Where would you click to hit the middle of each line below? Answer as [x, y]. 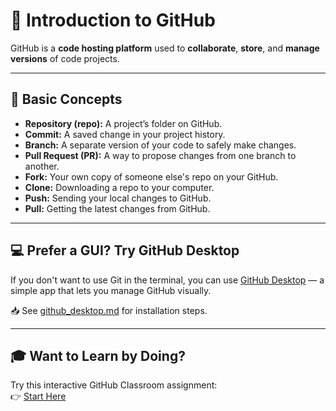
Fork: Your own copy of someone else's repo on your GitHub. [151, 176]
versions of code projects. [65, 58]
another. [42, 166]
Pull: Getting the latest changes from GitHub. [117, 208]
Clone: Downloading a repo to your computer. [119, 187]
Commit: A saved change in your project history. [125, 134]
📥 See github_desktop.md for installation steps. [109, 310]
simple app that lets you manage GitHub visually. [111, 290]
